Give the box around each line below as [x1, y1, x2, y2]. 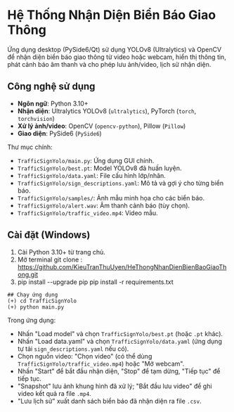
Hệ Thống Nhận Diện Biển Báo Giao [7, 7, 216, 23]
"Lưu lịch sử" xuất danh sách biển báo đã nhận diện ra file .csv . [17, 397, 202, 405]
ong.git [17, 270, 39, 278]
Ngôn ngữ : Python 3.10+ [17, 99, 89, 108]
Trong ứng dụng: [7, 316, 56, 324]
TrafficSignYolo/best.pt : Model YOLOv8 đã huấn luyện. [17, 164, 182, 172]
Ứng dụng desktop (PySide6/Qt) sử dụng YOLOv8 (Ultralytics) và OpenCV [7, 45, 222, 53]
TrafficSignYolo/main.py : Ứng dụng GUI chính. [17, 156, 155, 165]
